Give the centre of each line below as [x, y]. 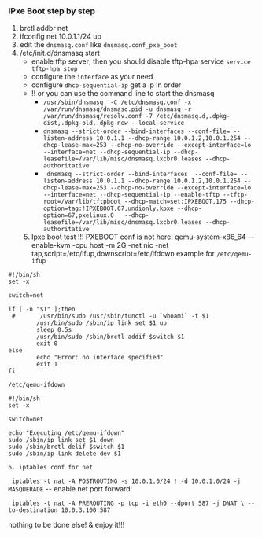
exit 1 [47, 364]
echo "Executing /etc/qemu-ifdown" [66, 433]
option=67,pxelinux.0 [78, 215]
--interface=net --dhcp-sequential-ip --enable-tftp [131, 195]
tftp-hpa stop [54, 69]
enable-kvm [51, 245]
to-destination [33, 510]
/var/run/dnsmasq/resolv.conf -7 [98, 116]
